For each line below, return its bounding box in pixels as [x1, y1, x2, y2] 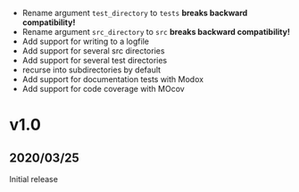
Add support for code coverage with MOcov [21, 84, 185, 94]
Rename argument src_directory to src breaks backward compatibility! [21, 27, 290, 37]
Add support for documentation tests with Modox [21, 74, 203, 84]
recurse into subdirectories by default [21, 64, 162, 75]
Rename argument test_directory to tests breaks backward [21, 8, 248, 18]
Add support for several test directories [21, 55, 168, 65]
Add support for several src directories [21, 46, 165, 56]
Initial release [9, 174, 58, 184]
